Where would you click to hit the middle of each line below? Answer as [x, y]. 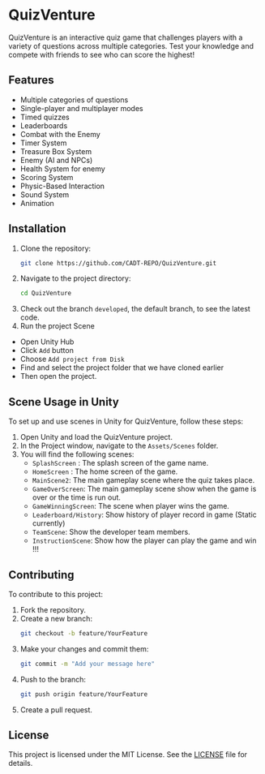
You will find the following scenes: [77, 454]
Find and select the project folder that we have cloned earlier [122, 368]
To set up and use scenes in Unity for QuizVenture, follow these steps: [126, 421]
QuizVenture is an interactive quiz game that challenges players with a [126, 37]
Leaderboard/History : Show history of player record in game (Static [144, 515]
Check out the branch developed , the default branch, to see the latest [135, 309]
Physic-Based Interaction [62, 186]
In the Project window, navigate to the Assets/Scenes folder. [119, 446]
